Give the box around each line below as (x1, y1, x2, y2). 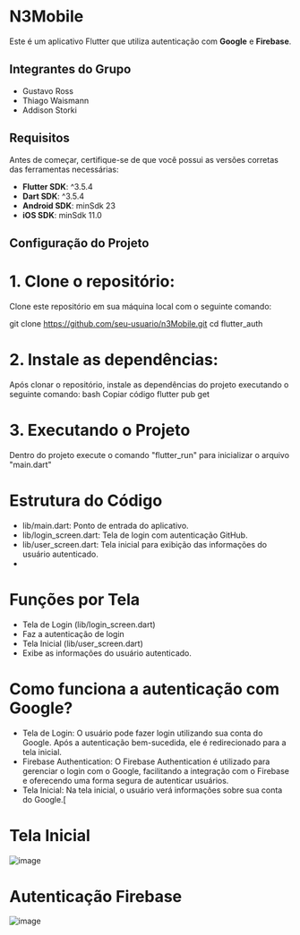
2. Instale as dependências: (9, 350, 219, 370)
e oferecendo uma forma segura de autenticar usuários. (21, 775, 229, 786)
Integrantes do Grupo (9, 62, 132, 77)
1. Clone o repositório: (9, 271, 176, 292)
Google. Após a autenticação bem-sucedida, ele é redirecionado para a (21, 736, 287, 748)
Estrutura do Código (9, 490, 163, 511)
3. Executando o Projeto (9, 421, 191, 440)
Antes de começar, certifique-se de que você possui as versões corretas (9, 154, 279, 165)
